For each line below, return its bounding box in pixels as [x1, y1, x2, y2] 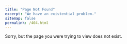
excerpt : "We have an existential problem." [5, 11, 96, 16]
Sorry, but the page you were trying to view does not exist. [5, 33, 122, 39]
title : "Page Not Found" [5, 7, 55, 12]
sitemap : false [5, 16, 36, 21]
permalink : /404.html [5, 20, 49, 25]
